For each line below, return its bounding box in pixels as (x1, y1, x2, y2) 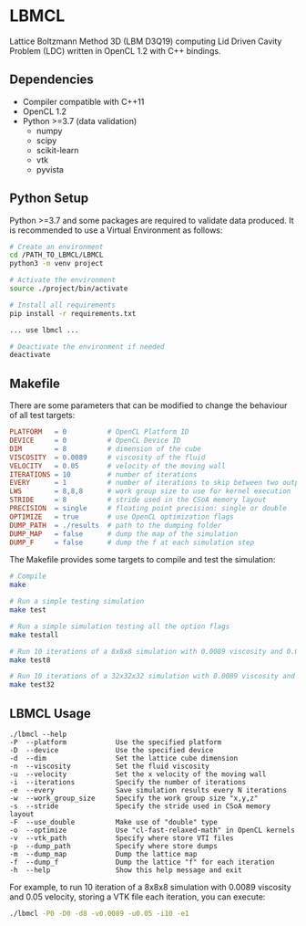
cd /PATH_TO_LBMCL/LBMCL (9, 250, 104, 260)
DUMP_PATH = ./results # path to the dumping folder (9, 521, 222, 530)
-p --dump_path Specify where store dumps (9, 841, 219, 850)
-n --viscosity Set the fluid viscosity (9, 762, 209, 771)
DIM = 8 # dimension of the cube (9, 444, 202, 453)
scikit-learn (36, 144, 79, 155)
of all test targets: (9, 410, 76, 421)
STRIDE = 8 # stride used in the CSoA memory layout (9, 495, 267, 505)
